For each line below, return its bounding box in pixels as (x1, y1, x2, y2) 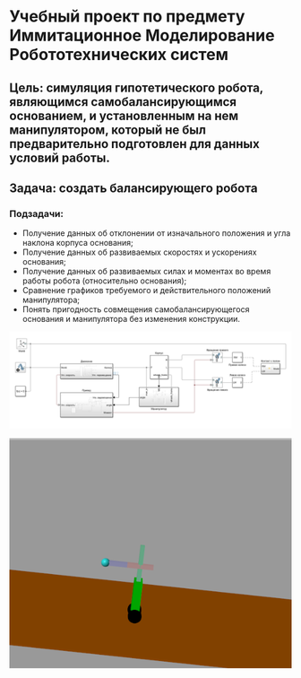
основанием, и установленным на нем (9, 108, 239, 123)
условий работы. (9, 150, 110, 165)
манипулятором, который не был (9, 122, 206, 137)
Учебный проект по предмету (9, 6, 245, 27)
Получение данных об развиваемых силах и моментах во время (21, 266, 271, 277)
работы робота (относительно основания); (21, 275, 187, 286)
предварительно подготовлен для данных (9, 136, 260, 152)
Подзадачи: (9, 207, 64, 220)
